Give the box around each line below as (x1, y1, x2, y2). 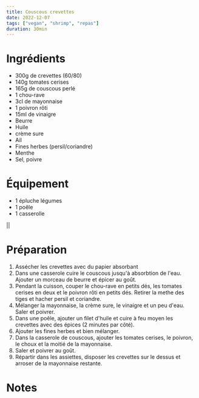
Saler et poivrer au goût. (15, 347, 76, 354)
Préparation (6, 243, 67, 257)
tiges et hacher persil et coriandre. (15, 295, 102, 303)
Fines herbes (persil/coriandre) (15, 143, 93, 150)
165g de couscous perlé (15, 85, 76, 92)
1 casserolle (15, 210, 45, 217)
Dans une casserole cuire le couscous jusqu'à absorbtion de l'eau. (15, 269, 182, 277)
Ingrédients (6, 52, 66, 66)
